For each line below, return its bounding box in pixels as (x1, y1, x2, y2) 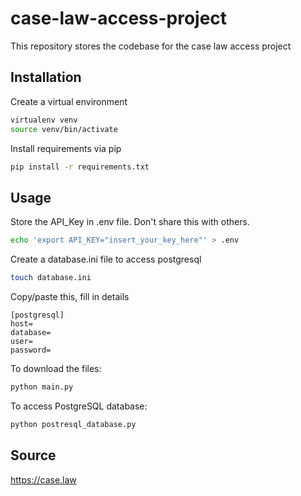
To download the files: (10, 362, 102, 374)
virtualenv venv (10, 115, 78, 125)
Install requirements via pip (10, 142, 122, 154)
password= (10, 345, 52, 355)
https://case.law (10, 473, 77, 486)
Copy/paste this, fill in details (10, 290, 130, 302)
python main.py (10, 382, 74, 392)
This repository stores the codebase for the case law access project (10, 40, 292, 52)
